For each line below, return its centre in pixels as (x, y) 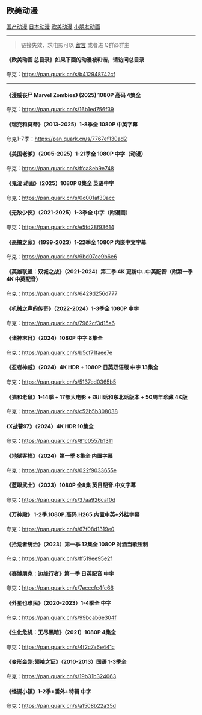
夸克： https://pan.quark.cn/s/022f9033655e (62, 470)
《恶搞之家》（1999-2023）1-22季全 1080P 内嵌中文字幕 (76, 242)
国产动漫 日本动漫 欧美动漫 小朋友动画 (53, 27)
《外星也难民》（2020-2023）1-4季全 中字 (59, 603)
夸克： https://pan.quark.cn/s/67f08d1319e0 (60, 529)
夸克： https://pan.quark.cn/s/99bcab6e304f (62, 617)
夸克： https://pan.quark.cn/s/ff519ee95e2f (59, 558)
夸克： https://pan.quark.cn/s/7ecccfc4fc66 (60, 588)
